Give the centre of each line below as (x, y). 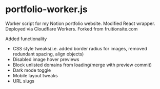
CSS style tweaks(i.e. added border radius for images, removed (80, 48)
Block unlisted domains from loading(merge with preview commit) (82, 65)
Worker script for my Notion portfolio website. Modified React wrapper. (80, 23)
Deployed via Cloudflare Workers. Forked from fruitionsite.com (72, 28)
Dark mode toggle (32, 70)
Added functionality (26, 39)
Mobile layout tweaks (35, 75)
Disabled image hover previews (46, 59)
